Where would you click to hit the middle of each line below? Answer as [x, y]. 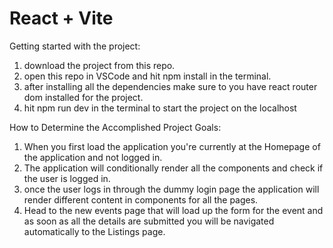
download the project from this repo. [99, 65]
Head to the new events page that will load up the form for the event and [173, 210]
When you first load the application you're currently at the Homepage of [172, 146]
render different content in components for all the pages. [141, 199]
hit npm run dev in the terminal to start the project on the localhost [160, 108]
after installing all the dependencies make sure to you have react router [170, 86]
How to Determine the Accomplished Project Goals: [115, 127]
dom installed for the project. [83, 97]
